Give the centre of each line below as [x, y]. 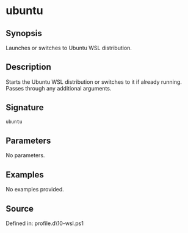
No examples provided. [35, 190]
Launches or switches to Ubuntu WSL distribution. [69, 48]
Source [20, 209]
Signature [25, 108]
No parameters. [25, 155]
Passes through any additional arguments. [59, 88]
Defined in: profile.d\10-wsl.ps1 [45, 223]
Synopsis [24, 33]
